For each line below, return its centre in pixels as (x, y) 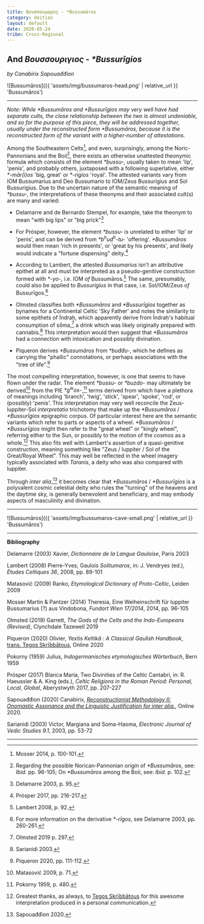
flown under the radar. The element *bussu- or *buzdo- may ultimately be (99, 383)
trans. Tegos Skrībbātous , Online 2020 (55, 645)
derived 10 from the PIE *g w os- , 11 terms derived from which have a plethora (100, 389)
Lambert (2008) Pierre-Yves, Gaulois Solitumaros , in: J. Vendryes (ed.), (96, 566)
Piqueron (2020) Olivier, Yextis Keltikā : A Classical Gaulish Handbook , (95, 638)
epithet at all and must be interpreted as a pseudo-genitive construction (105, 272)
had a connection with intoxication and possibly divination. (89, 338)
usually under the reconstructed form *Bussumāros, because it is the (94, 129)
